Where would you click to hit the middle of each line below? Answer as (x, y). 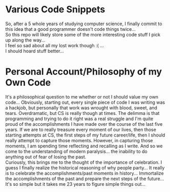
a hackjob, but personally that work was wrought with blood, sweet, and (81, 108)
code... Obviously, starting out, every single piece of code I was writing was (85, 102)
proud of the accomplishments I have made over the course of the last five (84, 124)
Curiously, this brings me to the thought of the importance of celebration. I (84, 162)
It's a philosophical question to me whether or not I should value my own (82, 97)
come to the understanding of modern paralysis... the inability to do (76, 151)
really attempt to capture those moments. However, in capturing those (79, 140)
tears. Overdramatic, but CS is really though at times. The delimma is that (82, 113)
